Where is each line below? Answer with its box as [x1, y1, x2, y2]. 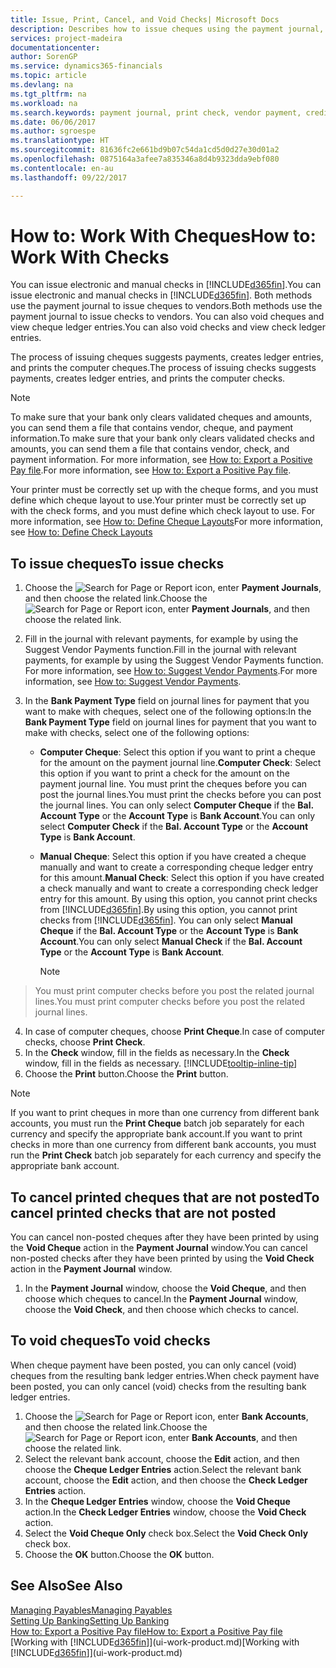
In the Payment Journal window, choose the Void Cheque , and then [24, 1282, 307, 1295]
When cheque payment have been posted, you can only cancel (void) [10, 1359, 297, 1371]
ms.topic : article [10, 71, 87, 81]
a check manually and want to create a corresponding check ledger [39, 882, 319, 895]
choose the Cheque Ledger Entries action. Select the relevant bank [24, 1463, 302, 1475]
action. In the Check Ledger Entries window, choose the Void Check [24, 1506, 307, 1518]
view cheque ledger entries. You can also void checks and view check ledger [10, 321, 326, 333]
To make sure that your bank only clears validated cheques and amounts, [10, 411, 313, 423]
